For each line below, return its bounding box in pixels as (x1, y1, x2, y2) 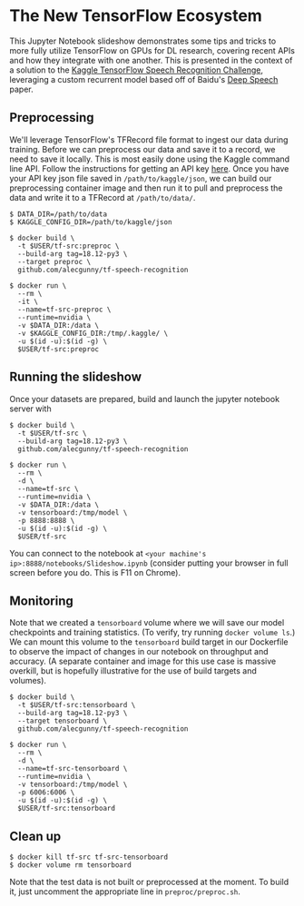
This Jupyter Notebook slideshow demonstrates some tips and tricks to (9, 35, 277, 46)
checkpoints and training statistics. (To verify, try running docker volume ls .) (9, 627, 296, 638)
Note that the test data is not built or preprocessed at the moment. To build (9, 877, 289, 888)
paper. (9, 84, 34, 94)
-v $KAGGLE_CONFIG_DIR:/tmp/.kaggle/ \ (17, 329, 169, 338)
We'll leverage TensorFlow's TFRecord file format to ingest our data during (9, 133, 289, 145)
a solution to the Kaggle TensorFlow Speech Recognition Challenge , (9, 64, 263, 75)
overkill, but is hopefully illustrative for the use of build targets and (9, 665, 257, 676)
